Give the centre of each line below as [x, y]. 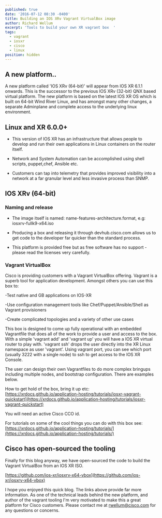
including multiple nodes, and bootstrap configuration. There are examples [79, 374]
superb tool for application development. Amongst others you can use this [79, 280]
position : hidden [22, 55]
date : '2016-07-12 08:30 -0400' [37, 14]
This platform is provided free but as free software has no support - [79, 247]
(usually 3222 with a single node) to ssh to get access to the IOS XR [73, 354]
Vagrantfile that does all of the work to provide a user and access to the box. [81, 334]
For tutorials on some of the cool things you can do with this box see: [74, 423]
